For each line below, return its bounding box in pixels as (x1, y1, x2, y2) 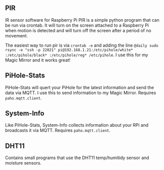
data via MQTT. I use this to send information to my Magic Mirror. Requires (5, 90, 156, 96)
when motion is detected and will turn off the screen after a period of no (5, 27, 152, 34)
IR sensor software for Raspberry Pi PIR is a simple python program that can (5, 17, 160, 23)
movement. (5, 33, 28, 38)
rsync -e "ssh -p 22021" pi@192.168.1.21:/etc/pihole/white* (5, 47, 133, 52)
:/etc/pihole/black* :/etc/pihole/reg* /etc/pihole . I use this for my (5, 52, 149, 58)
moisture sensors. (5, 160, 42, 166)
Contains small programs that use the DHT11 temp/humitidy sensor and (5, 155, 149, 161)
